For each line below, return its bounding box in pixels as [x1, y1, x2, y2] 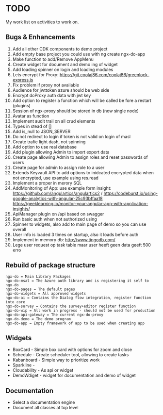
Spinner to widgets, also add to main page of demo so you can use [12, 221, 147, 227]
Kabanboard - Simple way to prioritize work [12, 357, 100, 363]
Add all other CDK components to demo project [12, 46, 108, 51]
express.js [12, 77, 33, 83]
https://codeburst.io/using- [103, 190, 158, 196]
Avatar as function [12, 113, 49, 119]
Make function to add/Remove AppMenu [12, 56, 94, 62]
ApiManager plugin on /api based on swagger [12, 211, 104, 216]
